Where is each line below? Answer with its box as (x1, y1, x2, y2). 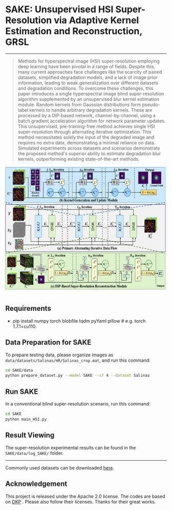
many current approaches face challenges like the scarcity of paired (17, 69, 162, 75)
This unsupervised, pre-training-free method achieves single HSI (17, 123, 155, 129)
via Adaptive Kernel (53, 14, 139, 26)
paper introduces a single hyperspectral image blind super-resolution (17, 91, 164, 97)
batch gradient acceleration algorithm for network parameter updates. (17, 118, 166, 124)
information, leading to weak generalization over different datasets (17, 79, 159, 86)
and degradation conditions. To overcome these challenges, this (17, 85, 154, 91)
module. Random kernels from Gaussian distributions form (17, 101, 141, 108)
